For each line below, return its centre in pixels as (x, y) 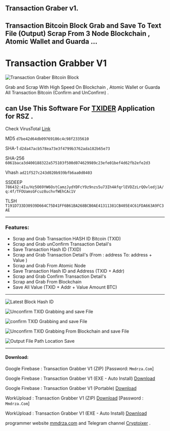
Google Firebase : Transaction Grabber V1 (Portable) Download (71, 388)
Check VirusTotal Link (28, 128)
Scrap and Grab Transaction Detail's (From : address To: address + (82, 255)
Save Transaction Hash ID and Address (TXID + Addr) (69, 271)
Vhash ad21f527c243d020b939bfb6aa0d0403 (49, 172)
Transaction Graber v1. (42, 8)
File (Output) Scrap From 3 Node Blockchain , (78, 33)
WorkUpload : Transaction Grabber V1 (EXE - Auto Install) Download (76, 413)
